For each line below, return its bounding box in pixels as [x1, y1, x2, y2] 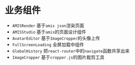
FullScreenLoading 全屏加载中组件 [12, 41, 84, 47]
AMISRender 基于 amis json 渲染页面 [12, 22, 84, 28]
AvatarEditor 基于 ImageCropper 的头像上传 [12, 35, 100, 41]
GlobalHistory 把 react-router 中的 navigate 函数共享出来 [12, 48, 130, 54]
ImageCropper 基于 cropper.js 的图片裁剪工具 [12, 54, 105, 60]
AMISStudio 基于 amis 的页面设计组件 [12, 28, 86, 35]
